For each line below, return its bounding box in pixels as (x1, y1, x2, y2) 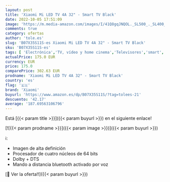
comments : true (5, 26, 37, 31)
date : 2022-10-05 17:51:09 (5, 17, 62, 22)
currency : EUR (5, 59, 35, 64)
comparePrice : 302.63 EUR (5, 69, 60, 74)
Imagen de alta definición (12, 145, 66, 152)
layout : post (5, 7, 33, 13)
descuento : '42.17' (5, 97, 47, 102)
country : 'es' (5, 78, 35, 83)
